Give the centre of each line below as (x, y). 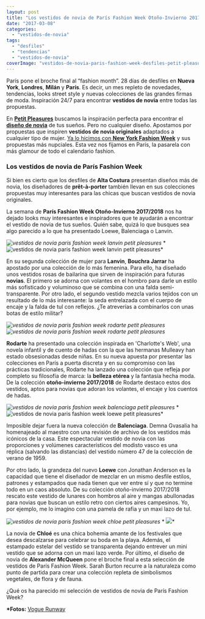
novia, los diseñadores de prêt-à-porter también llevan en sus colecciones (101, 187)
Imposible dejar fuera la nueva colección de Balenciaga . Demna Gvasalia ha (102, 425)
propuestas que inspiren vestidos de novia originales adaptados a (90, 132)
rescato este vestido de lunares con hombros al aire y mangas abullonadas (100, 495)
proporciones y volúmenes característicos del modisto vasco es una (92, 445)
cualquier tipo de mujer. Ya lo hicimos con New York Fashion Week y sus (99, 138)
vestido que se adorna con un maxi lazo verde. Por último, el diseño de (95, 553)
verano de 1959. (27, 458)
